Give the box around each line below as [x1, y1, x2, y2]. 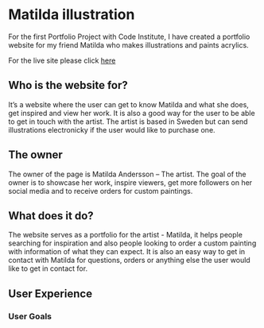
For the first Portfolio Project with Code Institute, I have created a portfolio [8, 32, 250, 41]
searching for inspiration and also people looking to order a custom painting [8, 238, 257, 248]
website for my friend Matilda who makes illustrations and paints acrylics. [8, 40, 249, 49]
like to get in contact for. [8, 264, 88, 273]
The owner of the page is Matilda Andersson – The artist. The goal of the [8, 169, 247, 179]
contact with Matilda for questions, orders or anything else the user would [8, 256, 250, 265]
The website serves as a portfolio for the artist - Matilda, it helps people [8, 230, 243, 240]
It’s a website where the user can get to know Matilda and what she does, [8, 99, 249, 109]
